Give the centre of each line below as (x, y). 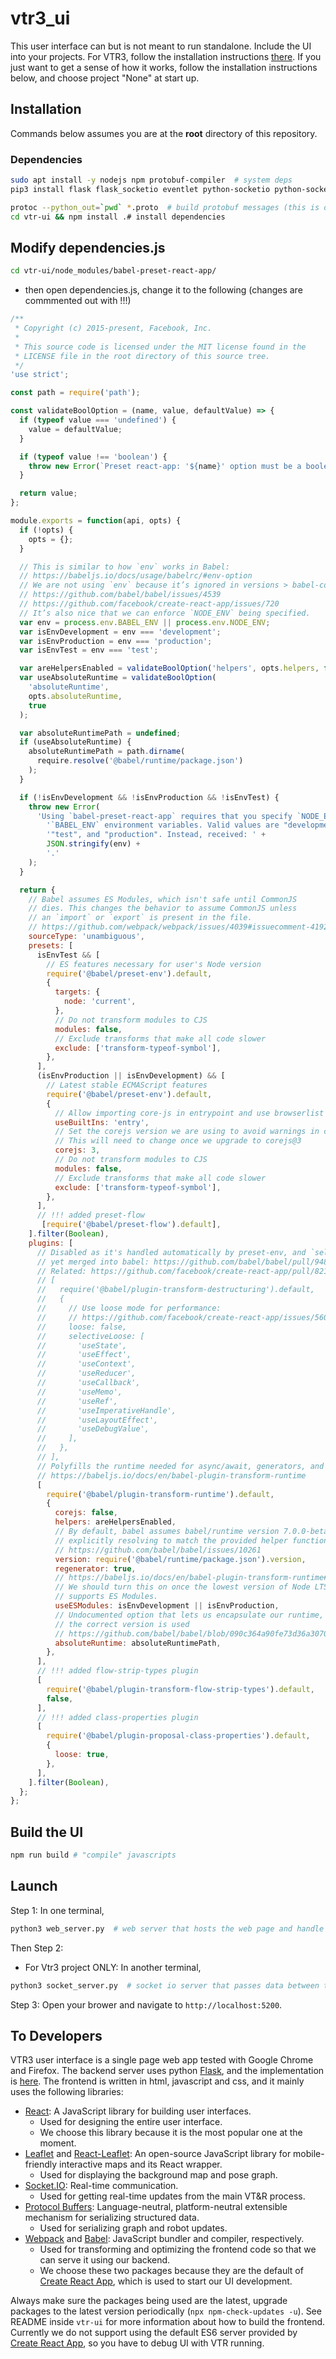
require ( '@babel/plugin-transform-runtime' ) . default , (160, 1494)
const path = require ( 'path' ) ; (75, 393)
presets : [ (51, 945)
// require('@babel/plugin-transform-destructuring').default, (175, 1290)
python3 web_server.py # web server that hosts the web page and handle (167, 1928)
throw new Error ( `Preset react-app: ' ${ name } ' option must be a (165, 466)
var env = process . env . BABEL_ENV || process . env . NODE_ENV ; (145, 622)
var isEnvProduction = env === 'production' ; (116, 641)
